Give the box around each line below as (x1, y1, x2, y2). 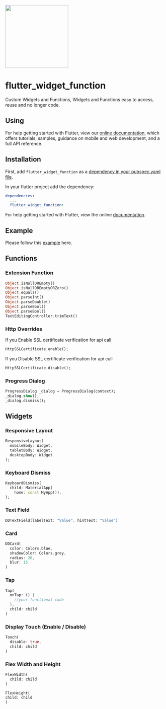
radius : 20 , (10, 555, 35, 561)
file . (5, 174, 14, 180)
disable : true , (10, 639, 42, 644)
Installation (5, 155, 41, 164)
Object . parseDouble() (5, 299, 51, 304)
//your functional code (14, 597, 64, 602)
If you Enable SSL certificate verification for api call (5, 337, 112, 343)
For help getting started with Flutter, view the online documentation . (5, 212, 146, 218)
